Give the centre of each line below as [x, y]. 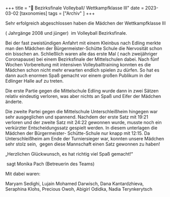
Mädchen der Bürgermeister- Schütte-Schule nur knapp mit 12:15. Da [78, 133]
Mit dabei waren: [23, 174]
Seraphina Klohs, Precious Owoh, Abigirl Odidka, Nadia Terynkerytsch [79, 189]
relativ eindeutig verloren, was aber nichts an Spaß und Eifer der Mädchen [83, 96]
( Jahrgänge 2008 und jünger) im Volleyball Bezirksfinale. [66, 33]
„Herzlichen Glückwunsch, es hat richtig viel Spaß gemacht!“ [69, 154]
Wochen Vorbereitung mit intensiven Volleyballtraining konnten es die [78, 65]
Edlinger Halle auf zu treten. [35, 81]
